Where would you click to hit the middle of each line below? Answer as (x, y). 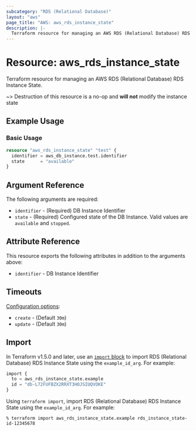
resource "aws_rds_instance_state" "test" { (61, 150)
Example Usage (35, 121)
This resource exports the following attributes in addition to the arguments (96, 256)
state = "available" (43, 161)
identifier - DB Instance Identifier (56, 273)
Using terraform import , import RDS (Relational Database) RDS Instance (94, 401)
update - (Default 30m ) (40, 324)
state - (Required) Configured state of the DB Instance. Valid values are (101, 217)
